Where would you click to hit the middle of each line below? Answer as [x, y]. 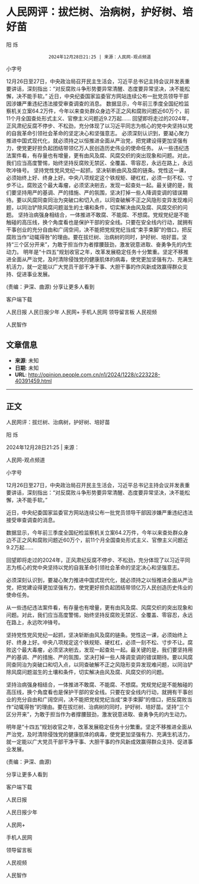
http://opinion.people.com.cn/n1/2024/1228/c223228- [94, 374]
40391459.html [33, 381]
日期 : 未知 [27, 368]
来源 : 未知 [27, 360]
